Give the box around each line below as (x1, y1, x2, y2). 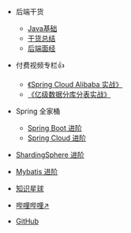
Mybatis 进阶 (15, 167, 58, 176)
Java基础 (27, 24, 58, 33)
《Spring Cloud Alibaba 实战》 (27, 80, 123, 89)
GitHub (15, 216, 39, 226)
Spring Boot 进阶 (27, 124, 83, 132)
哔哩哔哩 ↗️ (15, 201, 50, 210)
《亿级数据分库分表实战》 (27, 90, 111, 99)
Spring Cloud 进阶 (27, 133, 87, 143)
